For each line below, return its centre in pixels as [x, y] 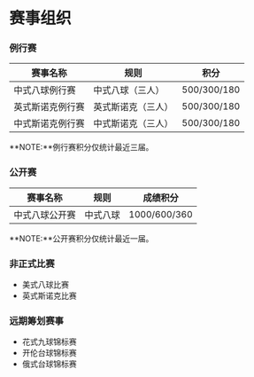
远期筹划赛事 [37, 321]
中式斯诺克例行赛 [50, 123]
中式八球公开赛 [45, 215]
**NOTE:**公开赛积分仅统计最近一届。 [81, 238]
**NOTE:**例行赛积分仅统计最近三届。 [81, 147]
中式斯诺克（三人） [134, 123]
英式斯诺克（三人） [134, 107]
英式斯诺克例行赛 [50, 107]
